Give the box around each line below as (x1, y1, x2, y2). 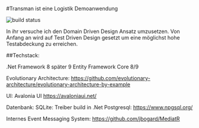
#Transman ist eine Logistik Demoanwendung (6, 5, 118, 12)
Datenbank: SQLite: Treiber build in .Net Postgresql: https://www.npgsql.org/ (6, 104, 193, 111)
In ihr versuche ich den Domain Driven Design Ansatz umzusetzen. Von (6, 28, 181, 35)
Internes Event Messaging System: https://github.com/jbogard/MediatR (6, 115, 180, 122)
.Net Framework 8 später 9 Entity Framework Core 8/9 (6, 63, 139, 70)
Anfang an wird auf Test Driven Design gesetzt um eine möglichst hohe (6, 34, 180, 41)
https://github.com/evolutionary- (70, 75, 151, 81)
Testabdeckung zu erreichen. (6, 41, 78, 47)
